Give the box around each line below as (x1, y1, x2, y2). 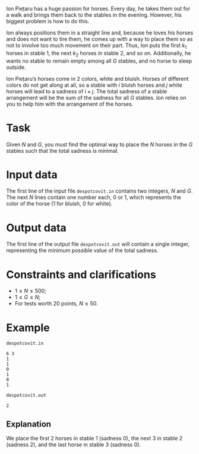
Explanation (6, 419, 52, 429)
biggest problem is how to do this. (6, 18, 90, 24)
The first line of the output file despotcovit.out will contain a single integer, (6, 241, 190, 248)
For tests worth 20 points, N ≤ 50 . (14, 300, 98, 307)
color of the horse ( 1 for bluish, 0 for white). (6, 200, 113, 207)
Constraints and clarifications (6, 267, 156, 281)
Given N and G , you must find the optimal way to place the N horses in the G (6, 141, 193, 148)
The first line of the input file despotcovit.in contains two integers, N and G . (6, 187, 193, 195)
